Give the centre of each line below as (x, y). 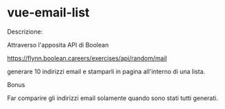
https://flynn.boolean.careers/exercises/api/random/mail (87, 58)
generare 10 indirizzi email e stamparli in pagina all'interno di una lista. (106, 71)
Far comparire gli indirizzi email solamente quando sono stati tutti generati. (113, 98)
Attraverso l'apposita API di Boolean (58, 45)
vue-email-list (48, 13)
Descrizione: (25, 32)
